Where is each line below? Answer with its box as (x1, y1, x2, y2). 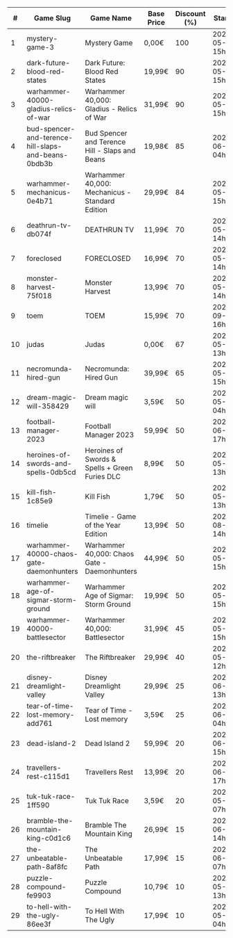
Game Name (89, 13, 132, 23)
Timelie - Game (85, 512, 137, 521)
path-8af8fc (26, 862, 68, 871)
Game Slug (33, 13, 71, 23)
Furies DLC (85, 472, 121, 481)
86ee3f (26, 919, 51, 929)
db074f (26, 229, 52, 238)
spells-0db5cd (26, 467, 76, 477)
